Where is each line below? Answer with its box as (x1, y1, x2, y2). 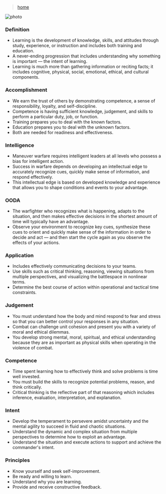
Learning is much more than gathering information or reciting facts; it (12, 64, 154, 70)
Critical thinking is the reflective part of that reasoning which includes (12, 390, 155, 395)
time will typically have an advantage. (12, 219, 89, 225)
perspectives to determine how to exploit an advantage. (12, 434, 126, 440)
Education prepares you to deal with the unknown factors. (12, 124, 131, 130)
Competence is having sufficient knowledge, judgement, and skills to (12, 108, 153, 114)
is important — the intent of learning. (12, 58, 88, 64)
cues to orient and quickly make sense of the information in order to (12, 229, 151, 235)
